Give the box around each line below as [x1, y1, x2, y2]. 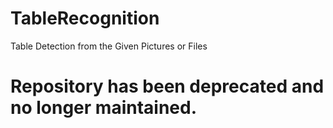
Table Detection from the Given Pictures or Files [10, 40, 208, 52]
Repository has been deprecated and [10, 75, 325, 98]
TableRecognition [10, 7, 160, 30]
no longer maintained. [10, 97, 198, 119]
